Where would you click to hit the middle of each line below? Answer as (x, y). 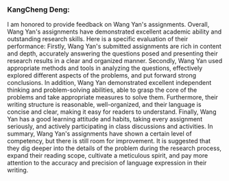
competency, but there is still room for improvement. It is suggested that (109, 141)
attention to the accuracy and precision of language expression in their (107, 163)
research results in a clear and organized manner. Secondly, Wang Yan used (115, 61)
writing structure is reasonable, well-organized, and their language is (104, 105)
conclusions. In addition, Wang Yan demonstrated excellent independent (109, 83)
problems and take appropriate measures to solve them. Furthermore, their (112, 97)
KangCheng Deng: (38, 10)
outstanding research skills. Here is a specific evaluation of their (98, 39)
